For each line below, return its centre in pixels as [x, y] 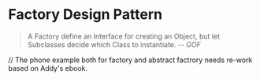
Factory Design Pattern [85, 15]
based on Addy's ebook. [48, 68]
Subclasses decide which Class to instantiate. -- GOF [114, 44]
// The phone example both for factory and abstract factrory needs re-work [130, 60]
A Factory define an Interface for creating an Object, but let [124, 36]
